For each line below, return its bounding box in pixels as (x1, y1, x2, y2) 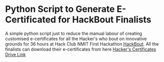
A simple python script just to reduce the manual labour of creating (5, 30, 143, 36)
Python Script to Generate (5, 3, 115, 15)
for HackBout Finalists (58, 14, 152, 25)
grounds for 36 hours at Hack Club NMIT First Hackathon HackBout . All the (5, 41, 159, 47)
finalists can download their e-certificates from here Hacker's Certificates (5, 46, 157, 52)
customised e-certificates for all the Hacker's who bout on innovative (5, 36, 147, 42)
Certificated (5, 14, 56, 25)
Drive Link (5, 51, 26, 58)
